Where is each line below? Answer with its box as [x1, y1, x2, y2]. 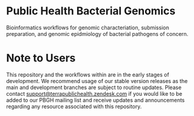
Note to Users [6, 51, 76, 65]
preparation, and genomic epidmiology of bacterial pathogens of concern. [6, 30, 189, 37]
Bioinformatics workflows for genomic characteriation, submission [6, 24, 170, 31]
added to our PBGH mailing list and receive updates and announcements [6, 96, 185, 103]
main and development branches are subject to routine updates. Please [6, 84, 182, 91]
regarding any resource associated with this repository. [6, 103, 142, 110]
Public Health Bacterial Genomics [6, 4, 176, 18]
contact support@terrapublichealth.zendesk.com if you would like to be [6, 90, 183, 97]
